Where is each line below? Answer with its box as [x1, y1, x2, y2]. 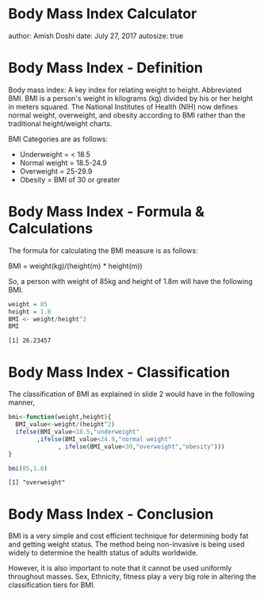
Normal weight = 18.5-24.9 [19, 158, 107, 167]
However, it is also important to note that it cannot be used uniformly [8, 563, 232, 573]
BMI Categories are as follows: [8, 134, 109, 144]
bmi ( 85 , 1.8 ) [8, 464, 48, 472]
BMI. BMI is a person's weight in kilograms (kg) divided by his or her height [8, 93, 254, 103]
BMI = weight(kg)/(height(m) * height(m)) [8, 261, 143, 271]
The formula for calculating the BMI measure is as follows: [8, 245, 198, 255]
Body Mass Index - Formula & [8, 203, 205, 221]
